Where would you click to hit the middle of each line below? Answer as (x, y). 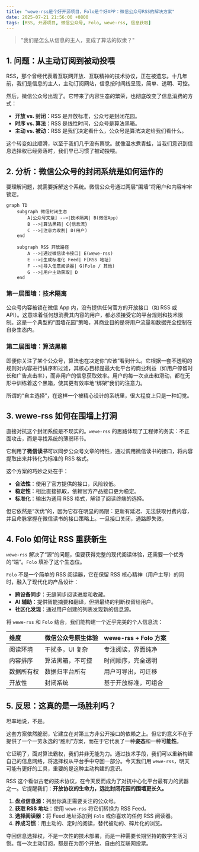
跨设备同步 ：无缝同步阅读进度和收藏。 (61, 595)
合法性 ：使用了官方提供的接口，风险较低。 (67, 484)
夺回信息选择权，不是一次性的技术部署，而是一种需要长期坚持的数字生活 (94, 836)
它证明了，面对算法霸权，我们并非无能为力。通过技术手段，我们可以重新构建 (99, 754)
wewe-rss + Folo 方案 (135, 638)
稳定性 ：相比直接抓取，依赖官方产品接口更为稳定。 (77, 491)
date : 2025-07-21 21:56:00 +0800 (47, 17)
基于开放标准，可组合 (134, 683)
